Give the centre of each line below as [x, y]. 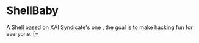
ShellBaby [33, 11]
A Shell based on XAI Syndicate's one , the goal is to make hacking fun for [100, 27]
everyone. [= [22, 33]
